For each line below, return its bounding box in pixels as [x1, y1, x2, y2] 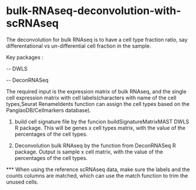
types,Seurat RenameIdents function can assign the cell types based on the [6, 100, 190, 107]
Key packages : [6, 54, 44, 61]
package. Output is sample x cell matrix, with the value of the [14, 148, 163, 155]
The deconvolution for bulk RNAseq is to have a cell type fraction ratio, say [6, 36, 188, 43]
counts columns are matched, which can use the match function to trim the [6, 172, 188, 179]
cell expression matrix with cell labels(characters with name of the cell [6, 94, 177, 101]
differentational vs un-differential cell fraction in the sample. [6, 42, 151, 49]
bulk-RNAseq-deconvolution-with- [6, 4, 181, 18]
